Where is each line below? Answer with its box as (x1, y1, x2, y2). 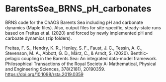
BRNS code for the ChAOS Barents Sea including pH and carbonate (5, 19, 143, 25)
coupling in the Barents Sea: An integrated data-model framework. (21, 55, 158, 61)
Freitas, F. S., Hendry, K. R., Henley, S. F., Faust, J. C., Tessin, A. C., (5, 45, 143, 51)
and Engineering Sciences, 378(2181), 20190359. (5, 66, 105, 72)
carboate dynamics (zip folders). (5, 35, 72, 41)
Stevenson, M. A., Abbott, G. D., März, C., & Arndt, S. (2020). (5, 50, 130, 56)
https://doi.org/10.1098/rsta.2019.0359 (5, 71, 83, 77)
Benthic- (130, 50, 148, 56)
